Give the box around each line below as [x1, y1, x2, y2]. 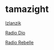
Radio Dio [5, 29, 25, 35]
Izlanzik [5, 20, 21, 26]
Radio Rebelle [5, 39, 34, 45]
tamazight [5, 3, 49, 15]
